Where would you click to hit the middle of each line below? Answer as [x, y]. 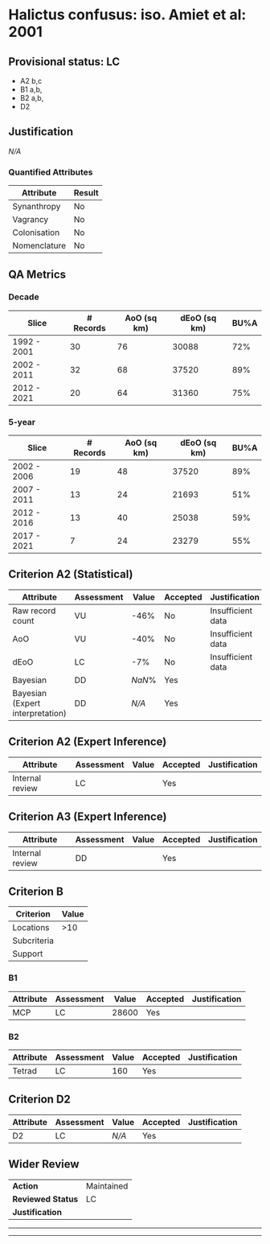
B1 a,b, [31, 89]
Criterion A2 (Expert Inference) [88, 742]
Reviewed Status [45, 1199]
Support [28, 954]
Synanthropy [37, 207]
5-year [22, 422]
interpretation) [39, 713]
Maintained [107, 1186]
